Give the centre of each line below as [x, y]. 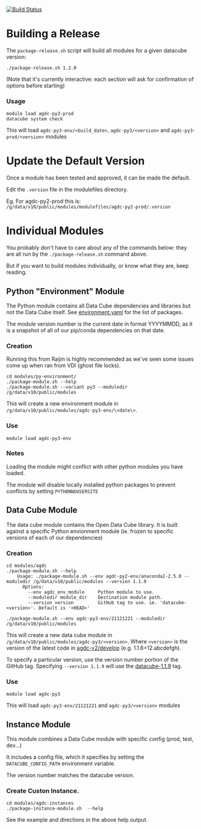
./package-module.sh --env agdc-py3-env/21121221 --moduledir [86, 618]
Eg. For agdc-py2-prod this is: [44, 201]
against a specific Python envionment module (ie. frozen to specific [90, 531]
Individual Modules [55, 231]
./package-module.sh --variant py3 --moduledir [67, 387]
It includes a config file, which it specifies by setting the [75, 757]
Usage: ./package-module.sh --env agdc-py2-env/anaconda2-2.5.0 [99, 576]
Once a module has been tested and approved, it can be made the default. [98, 178]
